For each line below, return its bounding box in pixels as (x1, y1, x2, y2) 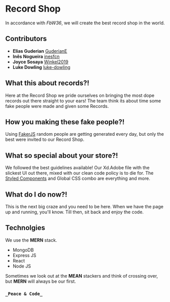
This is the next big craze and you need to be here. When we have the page (5, 204, 164, 209)
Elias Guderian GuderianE (12, 48, 67, 54)
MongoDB (12, 247, 34, 253)
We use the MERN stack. (5, 237, 57, 243)
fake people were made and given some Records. (5, 103, 109, 109)
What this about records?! (5, 79, 90, 88)
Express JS (12, 252, 37, 258)
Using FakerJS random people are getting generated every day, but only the (5, 131, 164, 137)
